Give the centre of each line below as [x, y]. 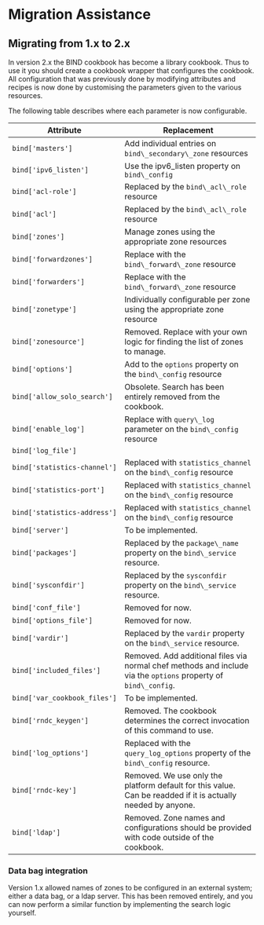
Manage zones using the [170, 232]
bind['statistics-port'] [59, 490]
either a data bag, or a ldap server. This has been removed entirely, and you [131, 896]
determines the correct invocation [187, 720]
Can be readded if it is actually [181, 795]
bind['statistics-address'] [64, 512]
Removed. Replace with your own [186, 332]
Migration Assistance [80, 15]
